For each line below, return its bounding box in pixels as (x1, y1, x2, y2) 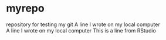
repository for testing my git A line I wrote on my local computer (6, 21, 160, 28)
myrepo (6, 2, 45, 15)
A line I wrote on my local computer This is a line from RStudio (6, 27, 157, 34)
